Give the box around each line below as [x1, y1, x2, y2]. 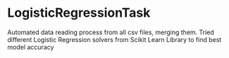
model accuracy [7, 43, 54, 51]
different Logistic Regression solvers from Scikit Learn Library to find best [7, 35, 222, 43]
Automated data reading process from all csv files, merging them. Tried [7, 28, 215, 36]
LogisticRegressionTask [7, 5, 151, 21]
